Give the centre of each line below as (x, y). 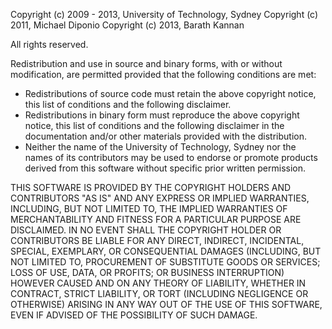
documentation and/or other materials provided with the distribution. (165, 136)
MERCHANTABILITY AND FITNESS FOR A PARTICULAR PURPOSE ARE (156, 219)
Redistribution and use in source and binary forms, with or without (146, 63)
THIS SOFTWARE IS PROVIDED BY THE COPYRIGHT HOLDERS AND (151, 187)
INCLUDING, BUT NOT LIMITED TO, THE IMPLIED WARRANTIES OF (149, 208)
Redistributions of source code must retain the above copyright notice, (170, 93)
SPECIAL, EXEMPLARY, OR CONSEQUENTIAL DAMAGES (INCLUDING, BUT (166, 251)
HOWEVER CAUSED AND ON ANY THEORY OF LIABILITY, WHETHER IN (158, 283)
